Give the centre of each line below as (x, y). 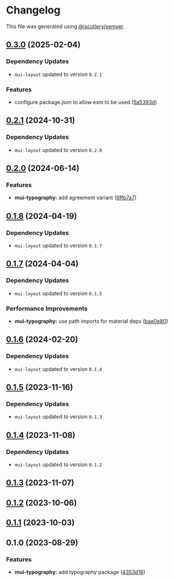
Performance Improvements (47, 308)
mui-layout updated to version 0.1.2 (58, 465)
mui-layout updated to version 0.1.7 (58, 245)
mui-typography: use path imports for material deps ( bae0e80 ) (91, 321)
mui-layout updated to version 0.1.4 (58, 369)
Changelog (33, 10)
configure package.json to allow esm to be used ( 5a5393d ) (86, 102)
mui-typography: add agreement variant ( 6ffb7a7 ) (76, 198)
